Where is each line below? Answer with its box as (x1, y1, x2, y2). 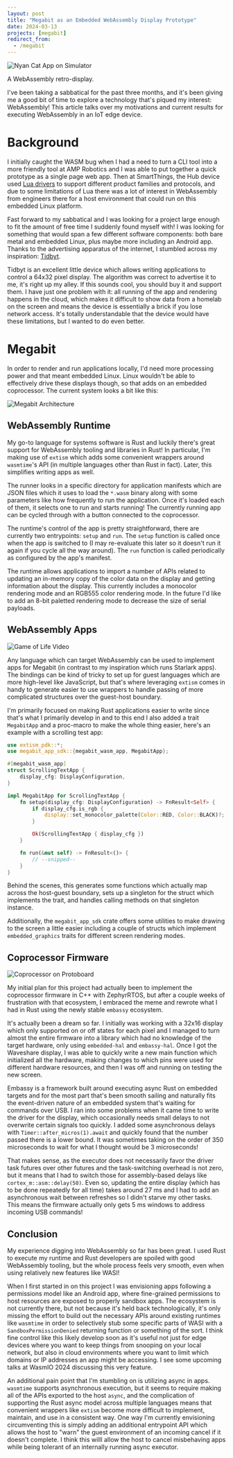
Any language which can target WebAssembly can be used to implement (7, 656, 215, 664)
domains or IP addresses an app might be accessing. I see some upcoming (7, 1356, 222, 1364)
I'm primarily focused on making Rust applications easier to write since (7, 706, 209, 714)
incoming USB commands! (7, 1208, 83, 1217)
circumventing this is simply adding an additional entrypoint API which (7, 1421, 208, 1429)
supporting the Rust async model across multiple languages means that (7, 1398, 212, 1407)
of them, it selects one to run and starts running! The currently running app (7, 503, 221, 512)
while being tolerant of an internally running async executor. (7, 1443, 179, 1451)
